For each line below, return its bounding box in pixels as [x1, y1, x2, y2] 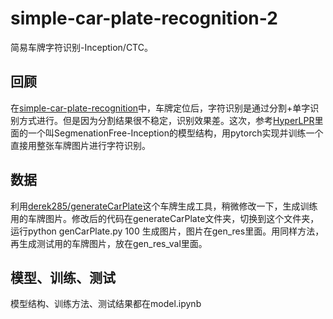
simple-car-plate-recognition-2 [10, 7, 278, 30]
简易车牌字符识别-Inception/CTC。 [10, 41, 153, 53]
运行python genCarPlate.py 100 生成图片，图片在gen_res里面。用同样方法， [10, 225, 325, 237]
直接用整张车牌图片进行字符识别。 [10, 139, 151, 151]
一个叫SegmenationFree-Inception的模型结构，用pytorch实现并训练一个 [27, 127, 324, 139]
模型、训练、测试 [10, 269, 116, 286]
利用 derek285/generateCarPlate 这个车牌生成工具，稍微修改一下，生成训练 [10, 200, 318, 212]
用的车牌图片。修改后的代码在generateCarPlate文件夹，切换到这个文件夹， [10, 212, 320, 224]
